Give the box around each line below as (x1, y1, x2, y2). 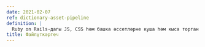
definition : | (6, 20, 43, 26)
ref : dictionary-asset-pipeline (6, 15, 89, 21)
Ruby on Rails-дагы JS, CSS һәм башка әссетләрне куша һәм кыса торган (12, 26, 199, 32)
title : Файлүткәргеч (6, 32, 60, 38)
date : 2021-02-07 (6, 9, 51, 15)
